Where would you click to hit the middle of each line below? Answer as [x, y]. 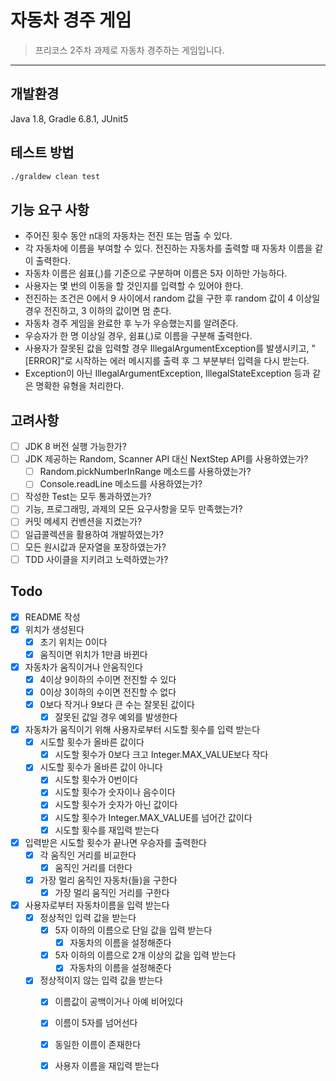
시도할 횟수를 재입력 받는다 [107, 830]
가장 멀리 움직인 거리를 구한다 [112, 892]
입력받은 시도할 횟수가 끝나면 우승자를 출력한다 [115, 842]
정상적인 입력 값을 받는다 [88, 917]
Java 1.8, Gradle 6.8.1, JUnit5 [69, 118]
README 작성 [52, 617]
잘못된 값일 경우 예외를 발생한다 [116, 717]
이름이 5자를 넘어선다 [96, 1023]
